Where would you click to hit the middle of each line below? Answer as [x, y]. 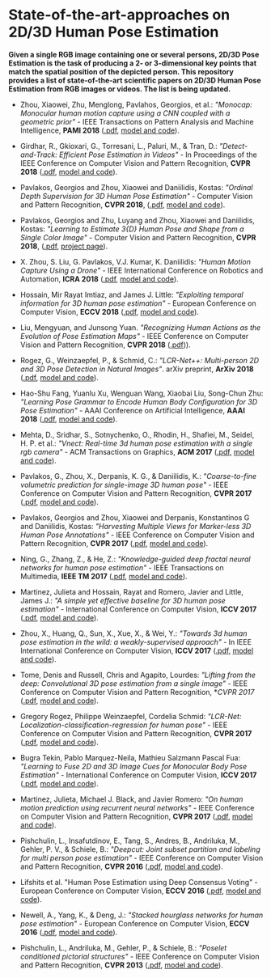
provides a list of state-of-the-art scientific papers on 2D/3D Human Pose [135, 80]
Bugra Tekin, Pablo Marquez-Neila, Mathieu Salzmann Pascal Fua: [130, 757]
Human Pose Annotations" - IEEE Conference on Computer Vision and [137, 535]
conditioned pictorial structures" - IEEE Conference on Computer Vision [140, 956]
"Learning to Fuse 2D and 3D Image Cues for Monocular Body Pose [133, 766]
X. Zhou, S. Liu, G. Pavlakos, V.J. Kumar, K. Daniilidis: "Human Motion [135, 261]
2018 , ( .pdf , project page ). [64, 246]
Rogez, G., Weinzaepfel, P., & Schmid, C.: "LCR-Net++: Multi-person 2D [140, 360]
